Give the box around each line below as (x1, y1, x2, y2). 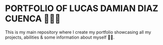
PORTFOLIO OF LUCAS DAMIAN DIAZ (5, 3, 159, 14)
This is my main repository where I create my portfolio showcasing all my (5, 29, 151, 35)
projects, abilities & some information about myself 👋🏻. (5, 34, 115, 40)
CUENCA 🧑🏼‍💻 (5, 13, 61, 24)
